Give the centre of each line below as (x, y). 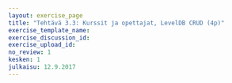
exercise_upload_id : (42, 45)
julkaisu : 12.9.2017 (42, 67)
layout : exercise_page (46, 15)
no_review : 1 (30, 52)
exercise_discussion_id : (49, 38)
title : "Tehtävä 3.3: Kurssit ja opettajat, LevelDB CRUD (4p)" (116, 23)
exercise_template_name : (49, 30)
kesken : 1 (25, 60)
